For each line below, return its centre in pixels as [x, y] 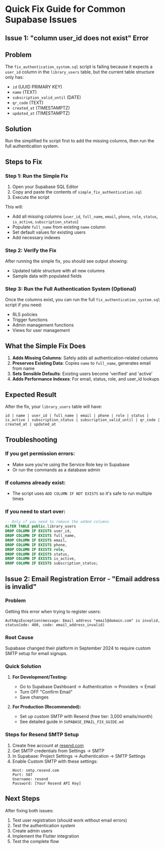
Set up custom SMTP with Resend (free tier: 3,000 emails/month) [86, 717]
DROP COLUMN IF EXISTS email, [36, 540]
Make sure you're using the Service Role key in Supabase [71, 464]
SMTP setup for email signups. [36, 653]
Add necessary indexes [36, 237]
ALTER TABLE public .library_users [41, 526]
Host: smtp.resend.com [36, 770]
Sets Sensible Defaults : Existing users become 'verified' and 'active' [82, 374]
